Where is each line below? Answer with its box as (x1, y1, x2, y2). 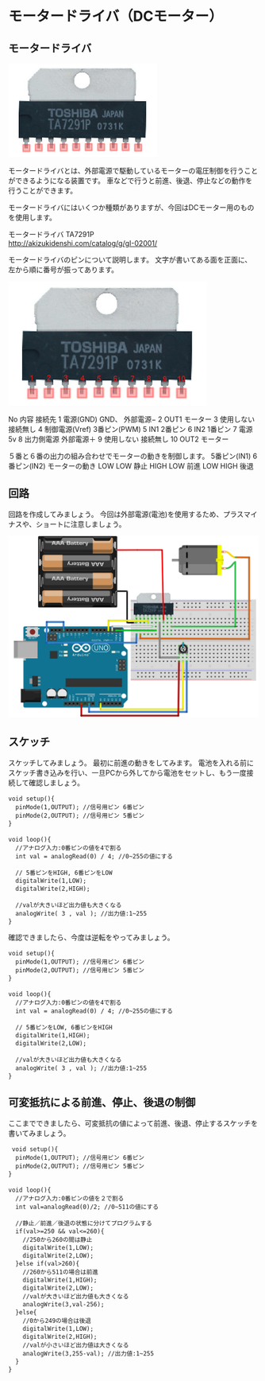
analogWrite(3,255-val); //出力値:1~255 (22, 1349, 155, 1357)
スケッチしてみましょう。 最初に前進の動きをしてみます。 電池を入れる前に (8, 757, 254, 768)
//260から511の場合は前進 (22, 1268, 99, 1276)
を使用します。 (8, 212, 57, 222)
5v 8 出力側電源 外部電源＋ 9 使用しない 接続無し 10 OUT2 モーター (8, 434, 229, 444)
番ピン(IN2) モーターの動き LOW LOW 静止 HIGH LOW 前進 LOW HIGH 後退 (8, 461, 254, 470)
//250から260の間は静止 (22, 1235, 93, 1243)
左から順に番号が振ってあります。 (8, 265, 119, 274)
